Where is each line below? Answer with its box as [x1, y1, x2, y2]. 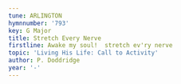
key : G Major [8, 26, 52, 34]
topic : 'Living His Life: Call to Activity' [8, 49, 159, 57]
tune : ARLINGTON [8, 11, 62, 20]
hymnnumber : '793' [8, 19, 69, 27]
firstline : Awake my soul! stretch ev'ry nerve [8, 42, 173, 50]
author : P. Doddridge [8, 57, 81, 65]
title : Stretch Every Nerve [8, 34, 102, 42]
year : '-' [8, 64, 41, 72]
